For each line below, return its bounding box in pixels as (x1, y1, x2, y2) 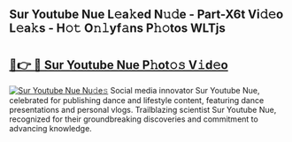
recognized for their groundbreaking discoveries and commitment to (9, 114, 258, 124)
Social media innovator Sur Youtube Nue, (110, 86, 260, 95)
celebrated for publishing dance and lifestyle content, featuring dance (9, 95, 265, 105)
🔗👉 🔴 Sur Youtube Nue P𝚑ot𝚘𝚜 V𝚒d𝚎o (9, 57, 228, 72)
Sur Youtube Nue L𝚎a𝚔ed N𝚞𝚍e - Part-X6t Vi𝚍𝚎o (9, 7, 284, 22)
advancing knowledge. (9, 123, 93, 133)
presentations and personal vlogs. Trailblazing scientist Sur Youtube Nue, (9, 105, 277, 115)
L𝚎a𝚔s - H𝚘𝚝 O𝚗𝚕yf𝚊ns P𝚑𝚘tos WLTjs (9, 21, 226, 36)
